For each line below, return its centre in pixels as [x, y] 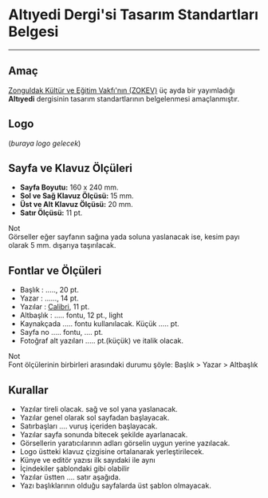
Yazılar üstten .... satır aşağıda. [70, 477]
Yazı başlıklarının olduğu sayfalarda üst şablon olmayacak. [115, 486]
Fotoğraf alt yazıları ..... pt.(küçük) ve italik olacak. [102, 341]
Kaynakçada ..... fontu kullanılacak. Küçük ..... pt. [99, 324]
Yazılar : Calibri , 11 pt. [55, 307]
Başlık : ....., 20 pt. [49, 290]
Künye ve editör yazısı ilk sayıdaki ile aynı [87, 460]
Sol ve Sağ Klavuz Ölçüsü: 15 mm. [77, 196]
